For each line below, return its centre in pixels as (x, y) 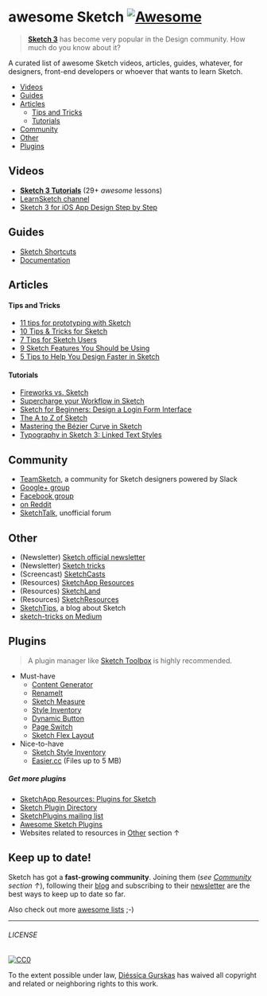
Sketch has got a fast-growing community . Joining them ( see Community (130, 877)
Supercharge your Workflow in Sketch (82, 401)
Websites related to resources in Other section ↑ (100, 833)
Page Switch (52, 726)
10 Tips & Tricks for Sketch (64, 331)
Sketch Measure (58, 701)
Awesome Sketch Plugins (61, 824)
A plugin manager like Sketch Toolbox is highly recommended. (130, 660)
